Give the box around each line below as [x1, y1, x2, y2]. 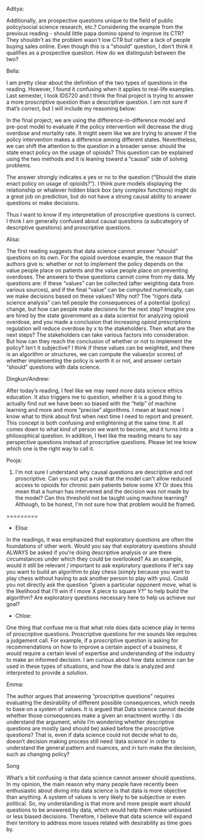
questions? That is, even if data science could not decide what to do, [6, 731, 178, 738]
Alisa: [6, 236, 20, 243]
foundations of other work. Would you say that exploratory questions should [6, 542, 196, 550]
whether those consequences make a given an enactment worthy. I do [6, 712, 182, 719]
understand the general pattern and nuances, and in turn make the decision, [6, 744, 197, 751]
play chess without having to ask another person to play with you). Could [6, 574, 188, 582]
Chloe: [15, 612, 32, 619]
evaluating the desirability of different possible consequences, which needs [6, 699, 196, 706]
